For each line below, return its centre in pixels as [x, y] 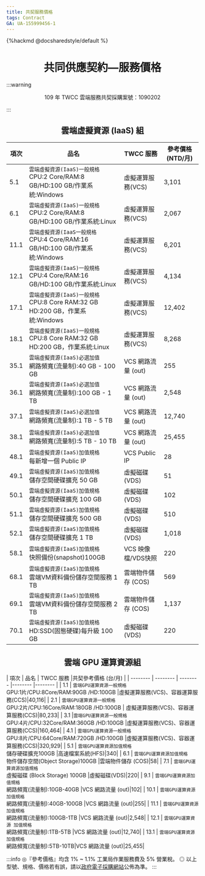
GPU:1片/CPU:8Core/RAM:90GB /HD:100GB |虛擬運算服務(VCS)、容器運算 [99, 692]
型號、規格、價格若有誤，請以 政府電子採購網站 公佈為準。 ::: [82, 866]
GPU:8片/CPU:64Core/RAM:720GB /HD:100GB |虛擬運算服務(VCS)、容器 [98, 738]
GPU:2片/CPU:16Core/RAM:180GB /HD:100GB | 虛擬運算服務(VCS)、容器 [98, 707]
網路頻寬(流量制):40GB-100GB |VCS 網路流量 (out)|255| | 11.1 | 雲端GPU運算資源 [103, 803]
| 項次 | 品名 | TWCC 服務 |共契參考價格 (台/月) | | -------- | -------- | [92, 678]
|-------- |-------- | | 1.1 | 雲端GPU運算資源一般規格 [68, 685]
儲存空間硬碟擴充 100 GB [65, 500]
